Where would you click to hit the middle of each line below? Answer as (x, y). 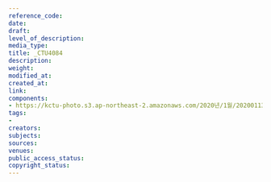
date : (17, 23)
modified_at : (30, 76)
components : (28, 98)
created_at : (28, 83)
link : (17, 91)
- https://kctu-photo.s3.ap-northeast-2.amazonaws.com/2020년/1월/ (122, 105)
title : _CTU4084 (35, 53)
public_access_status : (46, 158)
